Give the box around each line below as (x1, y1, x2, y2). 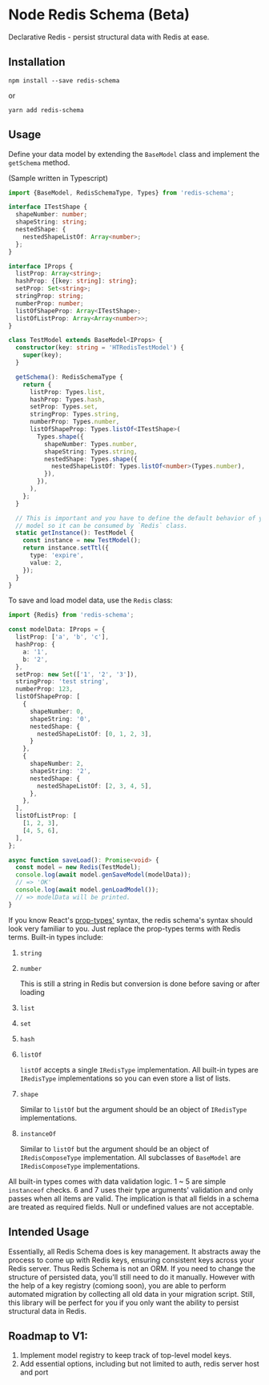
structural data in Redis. (8, 1306, 86, 1315)
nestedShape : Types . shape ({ (43, 455, 138, 463)
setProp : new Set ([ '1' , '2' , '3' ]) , (15, 670, 138, 678)
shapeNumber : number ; (15, 211, 88, 219)
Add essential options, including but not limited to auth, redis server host (19, 1359, 260, 1369)
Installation (8, 55, 66, 69)
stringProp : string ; (15, 292, 84, 300)
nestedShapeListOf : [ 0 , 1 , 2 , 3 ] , (37, 730, 152, 738)
